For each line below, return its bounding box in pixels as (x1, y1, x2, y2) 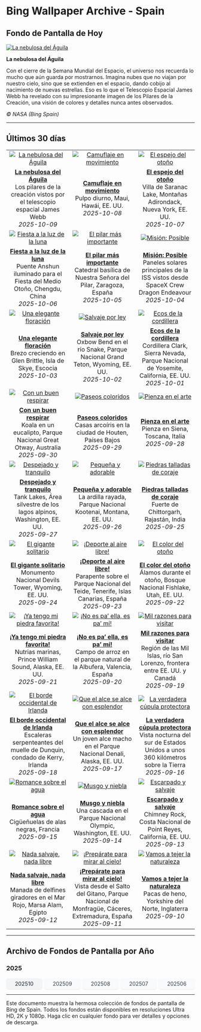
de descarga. (6, 1018, 39, 1025)
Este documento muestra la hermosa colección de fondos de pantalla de (6, 999, 185, 1007)
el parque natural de (74, 655, 131, 663)
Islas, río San (147, 651, 184, 659)
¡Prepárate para (80, 867, 126, 875)
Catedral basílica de (74, 265, 130, 274)
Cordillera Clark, (142, 341, 188, 350)
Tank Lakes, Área (14, 492, 62, 501)
